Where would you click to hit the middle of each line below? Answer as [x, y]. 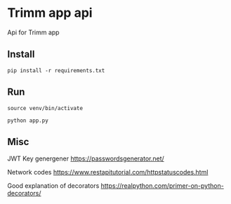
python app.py [28, 121]
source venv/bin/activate [45, 108]
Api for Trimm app [33, 32]
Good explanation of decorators [53, 186]
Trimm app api [50, 13]
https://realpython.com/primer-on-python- [163, 186]
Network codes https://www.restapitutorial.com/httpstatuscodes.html [108, 172]
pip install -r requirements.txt [56, 70]
